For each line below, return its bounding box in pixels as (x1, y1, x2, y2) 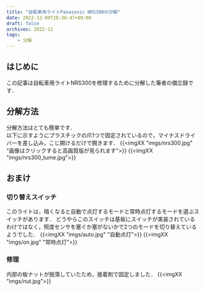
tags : (6, 32, 20, 38)
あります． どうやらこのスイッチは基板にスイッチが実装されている (27, 216, 195, 223)
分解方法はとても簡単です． (6, 124, 76, 131)
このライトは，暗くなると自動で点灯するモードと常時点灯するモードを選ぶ (6, 208, 194, 215)
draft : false (6, 20, 40, 26)
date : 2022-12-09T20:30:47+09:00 (6, 15, 92, 21)
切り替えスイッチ (6, 192, 57, 201)
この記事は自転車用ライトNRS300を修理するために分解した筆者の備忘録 (6, 79, 188, 86)
